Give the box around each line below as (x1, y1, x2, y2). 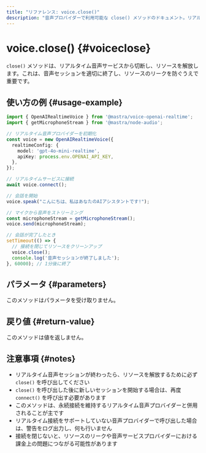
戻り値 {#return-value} (6, 316, 95, 327)
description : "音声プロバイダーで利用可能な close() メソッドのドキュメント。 (6, 15, 188, 21)
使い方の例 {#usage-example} (6, 97, 123, 107)
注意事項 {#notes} (6, 354, 75, 364)
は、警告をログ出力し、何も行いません (15, 424, 112, 432)
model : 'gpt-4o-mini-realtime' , (17, 148, 100, 154)
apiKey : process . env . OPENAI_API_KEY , (17, 153, 114, 160)
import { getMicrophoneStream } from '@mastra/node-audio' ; (6, 120, 164, 126)
